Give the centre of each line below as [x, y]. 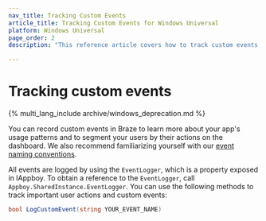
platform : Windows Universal [57, 30]
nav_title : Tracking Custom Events [67, 16]
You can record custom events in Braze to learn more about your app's [124, 129]
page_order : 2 [32, 38]
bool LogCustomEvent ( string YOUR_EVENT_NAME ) [85, 210]
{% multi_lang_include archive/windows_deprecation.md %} [107, 114]
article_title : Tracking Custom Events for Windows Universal [113, 23]
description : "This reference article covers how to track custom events [133, 45]
